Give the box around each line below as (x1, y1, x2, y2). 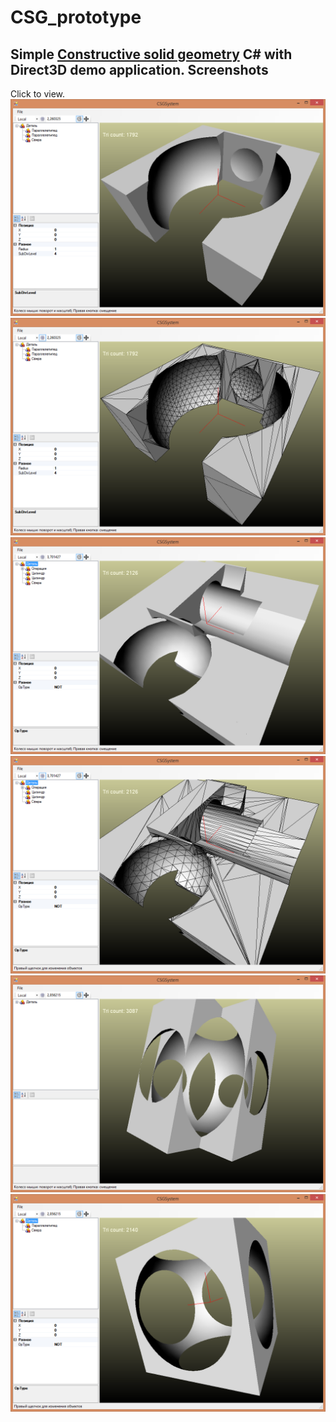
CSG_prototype (10, 6, 142, 29)
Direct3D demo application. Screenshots (10, 61, 269, 78)
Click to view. (10, 88, 66, 100)
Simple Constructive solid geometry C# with (10, 46, 293, 63)
